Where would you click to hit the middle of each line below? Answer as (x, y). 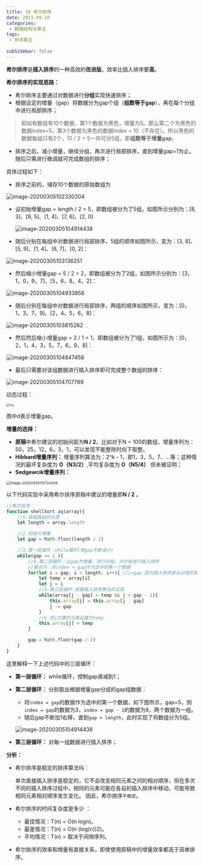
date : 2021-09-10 (28, 18)
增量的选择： (22, 429)
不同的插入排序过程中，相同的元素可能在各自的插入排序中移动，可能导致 (105, 788)
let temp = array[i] (64, 578)
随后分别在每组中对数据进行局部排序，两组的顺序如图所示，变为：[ (98, 305)
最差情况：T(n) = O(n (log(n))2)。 (66, 829)
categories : (21, 23)
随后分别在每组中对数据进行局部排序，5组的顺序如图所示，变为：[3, (99, 241)
